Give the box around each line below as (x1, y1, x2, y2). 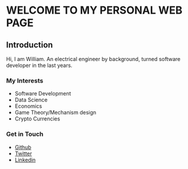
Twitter (14, 149, 33, 157)
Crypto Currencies (14, 115, 60, 122)
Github (14, 144, 31, 151)
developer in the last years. (6, 62, 73, 69)
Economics (14, 103, 43, 110)
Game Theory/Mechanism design (14, 109, 97, 116)
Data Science (14, 96, 48, 104)
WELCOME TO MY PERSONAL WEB (6, 4, 183, 17)
